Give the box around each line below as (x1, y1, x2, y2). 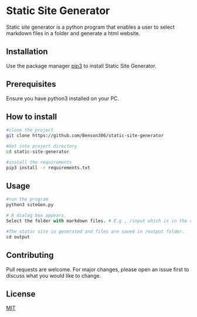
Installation (6, 47, 48, 57)
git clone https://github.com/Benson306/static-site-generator (6, 133, 164, 139)
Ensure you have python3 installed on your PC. (6, 95, 120, 102)
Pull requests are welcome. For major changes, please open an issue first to (6, 265, 189, 273)
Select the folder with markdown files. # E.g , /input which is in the (6, 218, 188, 224)
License (6, 289, 36, 299)
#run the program (6, 196, 49, 203)
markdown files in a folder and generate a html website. (6, 29, 141, 36)
